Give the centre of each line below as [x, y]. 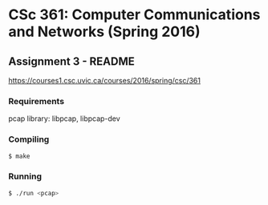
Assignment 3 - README [71, 61]
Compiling [29, 139]
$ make [19, 156]
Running [25, 176]
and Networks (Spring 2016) [104, 32]
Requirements [37, 101]
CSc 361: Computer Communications [134, 15]
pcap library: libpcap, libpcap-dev [64, 119]
